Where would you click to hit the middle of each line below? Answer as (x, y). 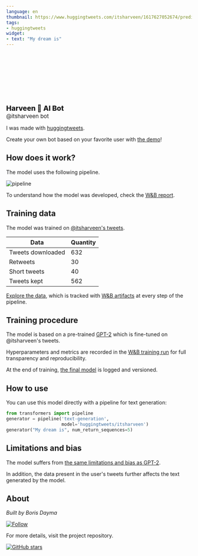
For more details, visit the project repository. (60, 536)
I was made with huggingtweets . (45, 128)
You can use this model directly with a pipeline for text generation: (86, 403)
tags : (13, 22)
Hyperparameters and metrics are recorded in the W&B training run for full (96, 352)
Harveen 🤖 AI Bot (35, 108)
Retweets (22, 262)
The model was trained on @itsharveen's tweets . (65, 228)
